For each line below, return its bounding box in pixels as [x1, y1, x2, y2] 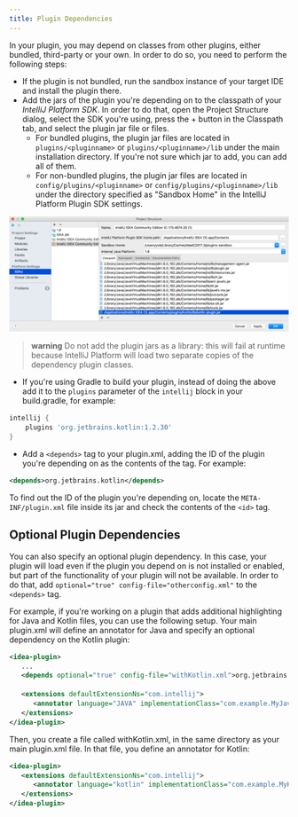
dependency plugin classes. [30, 359, 135, 370]
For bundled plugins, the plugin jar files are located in [35, 132, 231, 143]
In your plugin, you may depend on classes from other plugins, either [9, 40, 262, 51]
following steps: [9, 59, 67, 69]
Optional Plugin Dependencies [9, 528, 181, 543]
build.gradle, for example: [21, 396, 116, 406]
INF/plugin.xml [9, 503, 66, 512]
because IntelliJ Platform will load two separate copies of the [30, 350, 255, 361]
